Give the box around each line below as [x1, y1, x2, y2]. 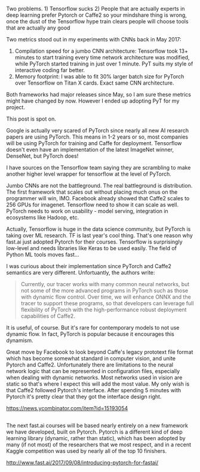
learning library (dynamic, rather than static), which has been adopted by [6, 435, 186, 442]
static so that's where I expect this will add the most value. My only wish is [6, 380, 190, 387]
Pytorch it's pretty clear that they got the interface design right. [6, 393, 162, 400]
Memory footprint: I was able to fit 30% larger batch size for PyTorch [14, 73, 184, 80]
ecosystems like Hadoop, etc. [6, 214, 79, 221]
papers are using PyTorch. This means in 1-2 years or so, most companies [6, 133, 189, 140]
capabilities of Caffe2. [20, 312, 76, 320]
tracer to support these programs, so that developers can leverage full [20, 300, 194, 306]
